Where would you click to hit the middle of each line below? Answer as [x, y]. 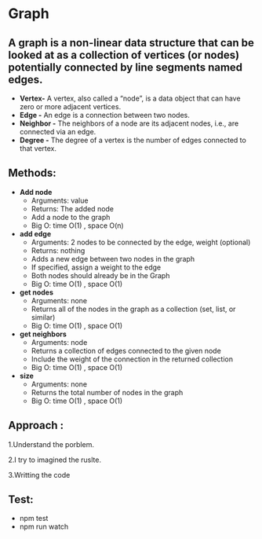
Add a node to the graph [71, 217]
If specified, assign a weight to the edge [96, 267]
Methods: [32, 173]
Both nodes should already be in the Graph [100, 275]
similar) [43, 317]
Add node [36, 192]
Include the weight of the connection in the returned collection [132, 359]
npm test [34, 519]
